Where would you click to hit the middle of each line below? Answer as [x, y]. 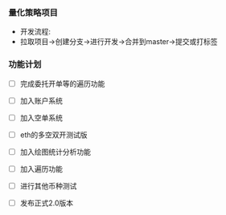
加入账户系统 [41, 100]
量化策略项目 [33, 12]
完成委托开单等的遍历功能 [62, 83]
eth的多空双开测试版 [53, 135]
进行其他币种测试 [48, 185]
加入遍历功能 [41, 168]
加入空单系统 [41, 117]
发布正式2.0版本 [47, 203]
